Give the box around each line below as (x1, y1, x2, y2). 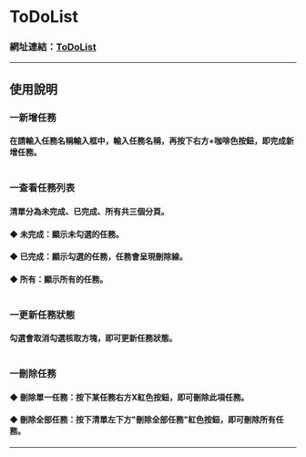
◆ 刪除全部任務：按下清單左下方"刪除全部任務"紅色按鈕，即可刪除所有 (9, 414, 276, 425)
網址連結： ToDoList (9, 41, 97, 54)
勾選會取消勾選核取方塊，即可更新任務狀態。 (9, 333, 178, 344)
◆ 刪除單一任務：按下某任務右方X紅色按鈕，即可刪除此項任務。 (9, 391, 250, 402)
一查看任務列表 (9, 182, 76, 194)
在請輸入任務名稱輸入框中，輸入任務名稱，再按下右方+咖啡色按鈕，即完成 (9, 135, 287, 147)
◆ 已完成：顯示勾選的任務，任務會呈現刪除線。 (9, 251, 189, 262)
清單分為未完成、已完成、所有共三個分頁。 (9, 205, 169, 216)
